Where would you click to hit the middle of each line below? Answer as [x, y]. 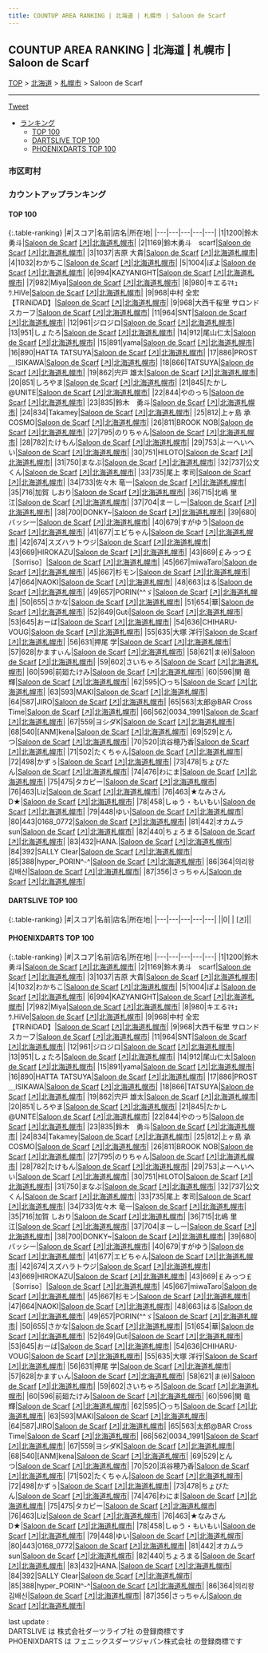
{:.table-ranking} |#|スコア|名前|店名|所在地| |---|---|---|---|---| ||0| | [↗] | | [130, 919]
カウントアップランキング [57, 195]
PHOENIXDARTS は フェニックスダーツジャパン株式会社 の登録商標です [126, 1641]
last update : [29, 1621]
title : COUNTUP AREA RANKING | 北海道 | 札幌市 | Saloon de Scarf [117, 16]
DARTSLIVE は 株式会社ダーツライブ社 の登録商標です [97, 1631]
